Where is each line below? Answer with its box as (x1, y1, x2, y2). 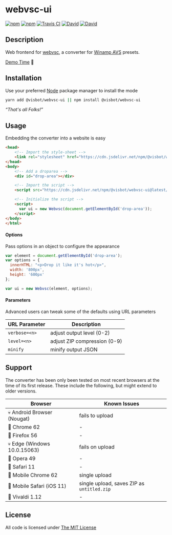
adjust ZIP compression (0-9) (50, 337, 122, 344)
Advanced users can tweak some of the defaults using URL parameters (5, 308, 156, 315)
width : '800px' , (10, 267, 45, 273)
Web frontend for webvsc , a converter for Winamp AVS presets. (5, 49, 140, 55)
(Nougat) (8, 415, 30, 422)
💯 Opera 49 (8, 455, 36, 462)
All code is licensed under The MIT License (5, 524, 97, 530)
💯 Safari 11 (8, 463, 35, 470)
